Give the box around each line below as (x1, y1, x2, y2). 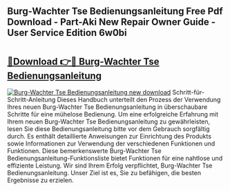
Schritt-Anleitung (7, 96, 56, 103)
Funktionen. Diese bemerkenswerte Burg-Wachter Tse (7, 147, 162, 154)
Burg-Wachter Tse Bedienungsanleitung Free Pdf (7, 6, 223, 17)
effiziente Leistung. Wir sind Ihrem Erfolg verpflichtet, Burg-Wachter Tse (7, 161, 213, 170)
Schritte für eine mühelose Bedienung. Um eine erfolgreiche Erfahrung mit (7, 110, 219, 118)
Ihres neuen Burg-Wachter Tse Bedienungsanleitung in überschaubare (7, 103, 208, 111)
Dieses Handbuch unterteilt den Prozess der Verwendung (57, 96, 221, 103)
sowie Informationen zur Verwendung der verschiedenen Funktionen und (7, 139, 215, 148)
